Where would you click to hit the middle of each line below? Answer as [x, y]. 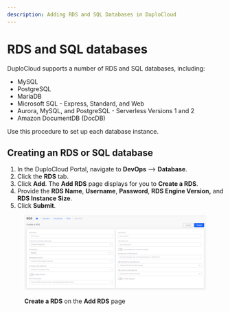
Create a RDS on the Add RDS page [75, 301]
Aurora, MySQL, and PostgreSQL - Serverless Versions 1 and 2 [105, 110]
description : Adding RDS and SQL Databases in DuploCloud [92, 14]
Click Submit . [36, 206]
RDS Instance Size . [45, 198]
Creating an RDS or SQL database [80, 153]
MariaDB [30, 96]
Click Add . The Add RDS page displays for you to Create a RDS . [107, 184]
